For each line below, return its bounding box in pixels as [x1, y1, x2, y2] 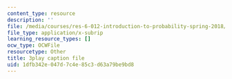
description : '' [7, 16, 54, 23]
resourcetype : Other [7, 49, 67, 56]
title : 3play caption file [7, 55, 85, 62]
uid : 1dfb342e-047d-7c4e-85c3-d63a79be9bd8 [7, 61, 135, 68]
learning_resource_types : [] [7, 36, 91, 43]
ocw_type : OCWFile [7, 42, 60, 49]
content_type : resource [7, 10, 76, 17]
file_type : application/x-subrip [7, 29, 104, 36]
